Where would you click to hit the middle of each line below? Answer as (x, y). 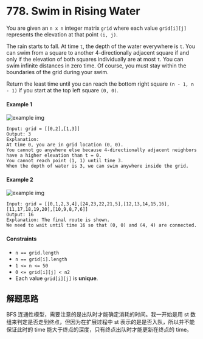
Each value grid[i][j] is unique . (57, 278)
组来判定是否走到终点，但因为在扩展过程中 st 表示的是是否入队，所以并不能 (101, 322)
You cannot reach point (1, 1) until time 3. (65, 161)
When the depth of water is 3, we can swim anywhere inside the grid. (98, 166)
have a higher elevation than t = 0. (54, 156)
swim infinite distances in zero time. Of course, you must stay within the (96, 66)
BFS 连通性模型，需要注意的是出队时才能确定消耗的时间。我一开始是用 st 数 (101, 315)
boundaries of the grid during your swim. (58, 72)
